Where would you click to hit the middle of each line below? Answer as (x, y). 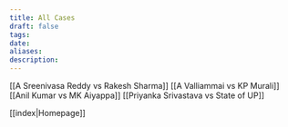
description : (34, 60)
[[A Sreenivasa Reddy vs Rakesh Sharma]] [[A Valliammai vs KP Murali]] (144, 86)
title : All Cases (42, 18)
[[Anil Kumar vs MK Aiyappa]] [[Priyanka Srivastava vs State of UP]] (137, 95)
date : (20, 43)
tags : (20, 34)
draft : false (34, 26)
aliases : (26, 52)
